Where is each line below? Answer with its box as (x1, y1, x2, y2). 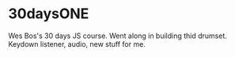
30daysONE (8, 5, 89, 23)
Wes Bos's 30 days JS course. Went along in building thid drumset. (8, 31, 228, 40)
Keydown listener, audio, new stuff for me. (8, 39, 146, 48)
